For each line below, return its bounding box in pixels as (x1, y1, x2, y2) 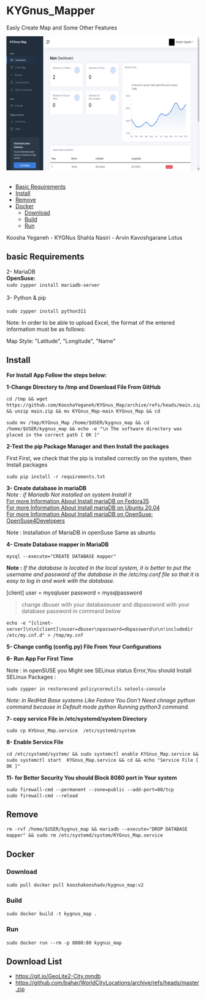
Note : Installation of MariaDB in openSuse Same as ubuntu (6, 528, 156, 536)
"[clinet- (28, 620, 53, 626)
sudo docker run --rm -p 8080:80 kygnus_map (6, 940, 122, 946)
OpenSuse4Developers (6, 517, 66, 524)
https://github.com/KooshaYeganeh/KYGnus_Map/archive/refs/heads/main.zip (6, 402, 202, 408)
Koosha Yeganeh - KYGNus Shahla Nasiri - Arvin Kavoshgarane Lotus (6, 234, 183, 241)
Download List (6, 957, 63, 967)
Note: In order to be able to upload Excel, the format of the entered (6, 319, 175, 326)
